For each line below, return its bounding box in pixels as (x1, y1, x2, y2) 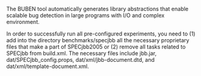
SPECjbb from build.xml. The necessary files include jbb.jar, (6, 50, 157, 57)
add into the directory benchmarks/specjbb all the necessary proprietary (6, 37, 189, 44)
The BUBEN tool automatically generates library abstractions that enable (6, 6, 189, 12)
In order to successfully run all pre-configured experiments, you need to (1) (6, 30, 196, 37)
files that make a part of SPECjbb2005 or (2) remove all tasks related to (6, 43, 186, 50)
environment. (6, 18, 40, 25)
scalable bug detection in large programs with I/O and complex (6, 12, 165, 19)
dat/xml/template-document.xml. (6, 63, 90, 70)
